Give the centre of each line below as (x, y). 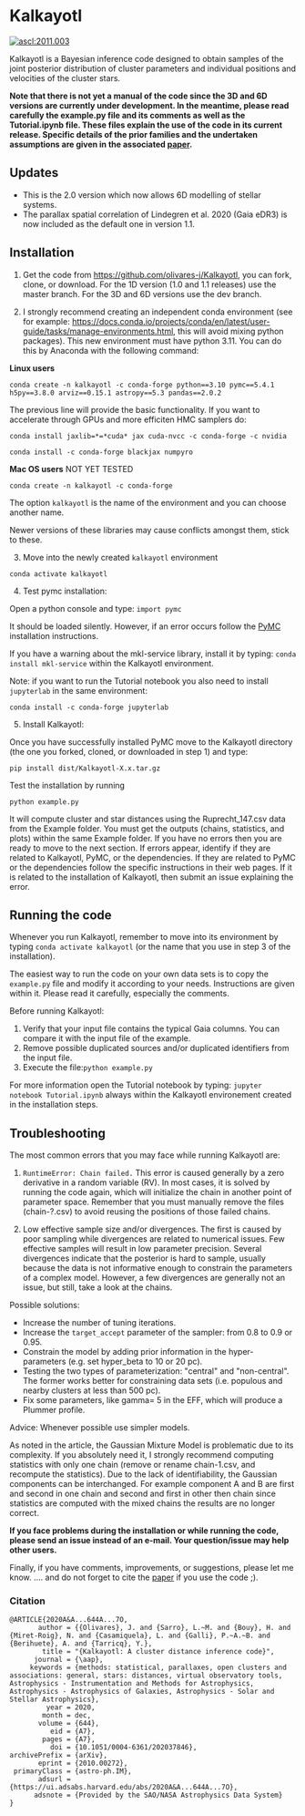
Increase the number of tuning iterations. (99, 1323)
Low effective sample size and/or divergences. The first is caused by (152, 1229)
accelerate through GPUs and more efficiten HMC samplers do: (128, 419)
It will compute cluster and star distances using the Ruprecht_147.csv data (148, 819)
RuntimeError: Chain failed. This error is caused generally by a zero (153, 1173)
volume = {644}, (69, 1724)
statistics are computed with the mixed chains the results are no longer (142, 1503)
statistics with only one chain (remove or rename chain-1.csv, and (132, 1465)
